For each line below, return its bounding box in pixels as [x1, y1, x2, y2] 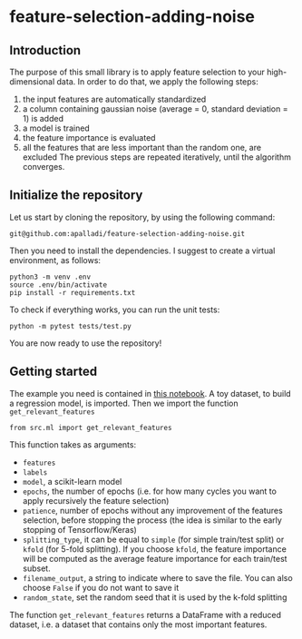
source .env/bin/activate [9, 280, 107, 290]
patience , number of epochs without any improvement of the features [22, 505, 283, 516]
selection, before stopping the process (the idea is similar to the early [22, 515, 283, 526]
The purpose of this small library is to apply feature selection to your [9, 66, 265, 77]
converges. [22, 162, 65, 172]
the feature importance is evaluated [22, 133, 156, 143]
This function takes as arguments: [9, 438, 137, 450]
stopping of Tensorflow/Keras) [22, 524, 138, 535]
